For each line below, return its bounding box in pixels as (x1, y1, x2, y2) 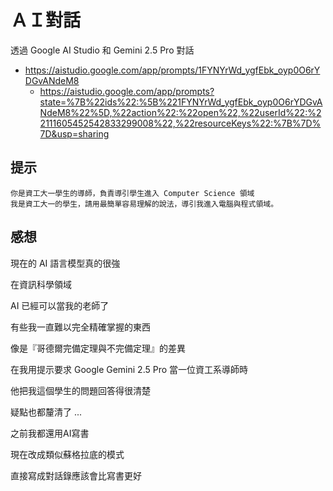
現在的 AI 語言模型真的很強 (10, 257, 121, 269)
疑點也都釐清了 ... (10, 406, 83, 418)
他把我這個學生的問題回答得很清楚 (10, 384, 151, 396)
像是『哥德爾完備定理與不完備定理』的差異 (10, 342, 186, 354)
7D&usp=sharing (39, 127, 110, 140)
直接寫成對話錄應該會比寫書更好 (10, 469, 142, 481)
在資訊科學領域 (10, 278, 72, 290)
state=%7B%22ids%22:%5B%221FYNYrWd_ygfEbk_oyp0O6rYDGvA (39, 96, 323, 108)
